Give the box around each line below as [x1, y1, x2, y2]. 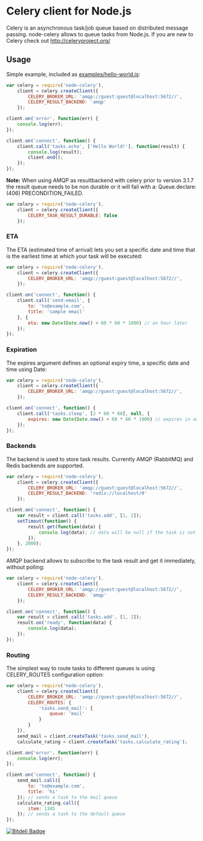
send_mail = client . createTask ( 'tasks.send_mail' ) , [17, 733, 150, 739]
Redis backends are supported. [6, 462, 85, 469]
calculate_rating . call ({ [17, 800, 80, 806]
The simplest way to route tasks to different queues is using [6, 665, 155, 672]
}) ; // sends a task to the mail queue [17, 794, 118, 801]
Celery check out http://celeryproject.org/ [6, 37, 111, 44]
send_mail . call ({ [17, 778, 61, 784]
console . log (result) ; [28, 149, 83, 155]
